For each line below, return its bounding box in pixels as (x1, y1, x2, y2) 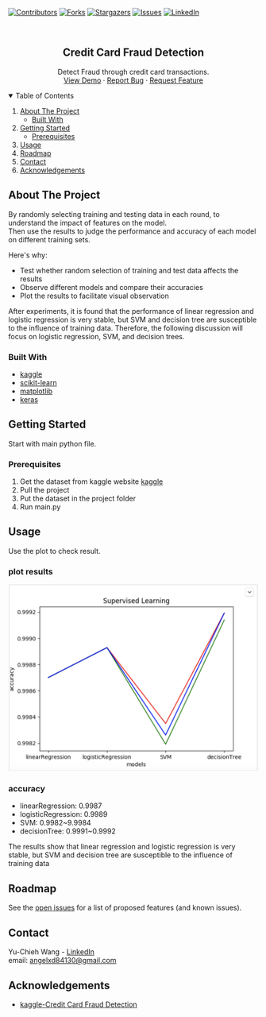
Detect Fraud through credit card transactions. (57, 67, 210, 76)
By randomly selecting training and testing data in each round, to (8, 209, 220, 218)
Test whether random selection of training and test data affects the (19, 265, 239, 275)
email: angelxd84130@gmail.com (8, 956, 117, 965)
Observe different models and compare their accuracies (19, 282, 204, 292)
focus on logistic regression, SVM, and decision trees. (8, 331, 185, 341)
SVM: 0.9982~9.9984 (19, 818, 91, 828)
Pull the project (19, 485, 70, 495)
